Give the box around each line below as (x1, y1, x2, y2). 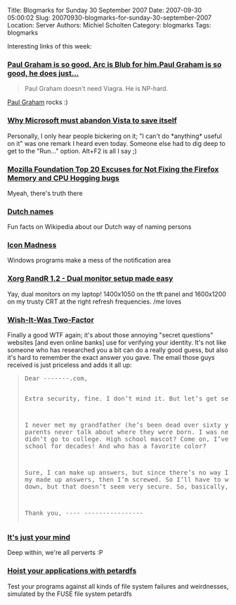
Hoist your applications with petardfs (7, 566, 137, 576)
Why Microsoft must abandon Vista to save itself (7, 116, 177, 125)
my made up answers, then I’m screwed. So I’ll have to (24, 475, 221, 484)
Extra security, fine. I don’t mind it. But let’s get (24, 394, 218, 403)
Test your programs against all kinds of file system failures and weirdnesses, (7, 582, 229, 590)
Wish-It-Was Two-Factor (7, 315, 95, 325)
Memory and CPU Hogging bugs (7, 173, 119, 182)
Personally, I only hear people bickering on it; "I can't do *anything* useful (7, 132, 223, 140)
